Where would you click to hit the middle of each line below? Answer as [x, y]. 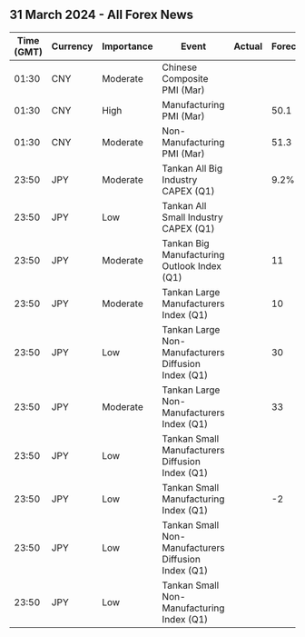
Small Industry [193, 217]
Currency [72, 46]
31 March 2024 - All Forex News [101, 15]
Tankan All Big [192, 168]
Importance [127, 46]
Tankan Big [186, 243]
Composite [185, 78]
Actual [248, 46]
